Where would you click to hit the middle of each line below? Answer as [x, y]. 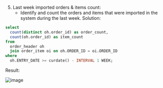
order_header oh [27, 46]
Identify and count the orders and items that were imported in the [89, 13]
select [12, 27]
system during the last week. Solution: [61, 18]
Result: [13, 70]
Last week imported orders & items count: [57, 7]
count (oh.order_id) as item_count [46, 37]
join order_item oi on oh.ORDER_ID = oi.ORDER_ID [64, 51]
